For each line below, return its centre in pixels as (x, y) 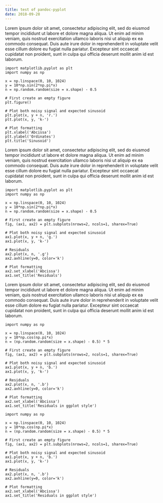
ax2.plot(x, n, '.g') (27, 254)
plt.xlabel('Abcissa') (28, 132)
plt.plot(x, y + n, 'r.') (31, 115)
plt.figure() (18, 102)
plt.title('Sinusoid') (28, 141)
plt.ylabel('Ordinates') (30, 136)
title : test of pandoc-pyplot (36, 10)
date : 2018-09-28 (23, 14)
